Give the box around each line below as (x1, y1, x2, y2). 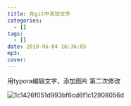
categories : (7, 17, 42, 24)
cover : (7, 57, 27, 64)
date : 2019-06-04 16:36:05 (7, 43, 87, 50)
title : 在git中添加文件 (7, 10, 70, 18)
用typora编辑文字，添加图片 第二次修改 (7, 76, 121, 85)
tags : (7, 30, 23, 37)
